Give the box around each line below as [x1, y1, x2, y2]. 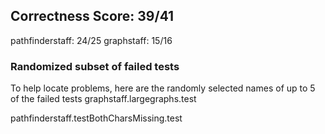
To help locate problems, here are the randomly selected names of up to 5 [10, 82, 316, 94]
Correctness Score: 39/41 [10, 8, 175, 25]
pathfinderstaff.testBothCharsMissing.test [10, 112, 183, 124]
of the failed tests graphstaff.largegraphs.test [10, 93, 197, 105]
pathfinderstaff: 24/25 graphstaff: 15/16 [10, 34, 173, 46]
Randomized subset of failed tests [10, 59, 180, 73]
